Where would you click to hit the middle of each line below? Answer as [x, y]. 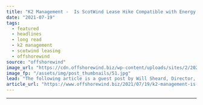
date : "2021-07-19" [31, 17]
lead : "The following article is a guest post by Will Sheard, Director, [101, 79]
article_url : [23, 85]
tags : [13, 23]
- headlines [27, 34]
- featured [25, 28]
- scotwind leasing [36, 51]
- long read [27, 40]
